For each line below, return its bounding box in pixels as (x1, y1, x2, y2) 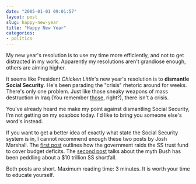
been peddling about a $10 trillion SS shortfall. (6, 154, 117, 161)
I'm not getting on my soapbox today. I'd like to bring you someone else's (6, 112, 182, 119)
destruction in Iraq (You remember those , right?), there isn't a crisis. (6, 94, 169, 101)
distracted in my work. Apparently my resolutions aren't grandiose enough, (6, 58, 186, 65)
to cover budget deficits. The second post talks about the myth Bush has (6, 148, 181, 155)
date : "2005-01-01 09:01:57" (6, 8, 77, 15)
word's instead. (6, 118, 43, 124)
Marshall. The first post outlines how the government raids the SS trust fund (6, 141, 188, 148)
